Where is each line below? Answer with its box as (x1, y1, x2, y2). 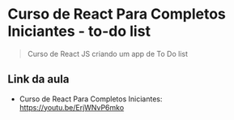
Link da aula (7, 72, 70, 86)
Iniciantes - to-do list (7, 22, 151, 41)
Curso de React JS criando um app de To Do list (27, 49, 188, 58)
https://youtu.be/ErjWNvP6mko (19, 102, 125, 112)
